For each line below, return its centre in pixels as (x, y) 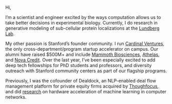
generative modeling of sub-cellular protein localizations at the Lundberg (82, 28)
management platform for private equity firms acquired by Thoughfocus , (82, 86)
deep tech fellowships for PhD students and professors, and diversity (79, 65)
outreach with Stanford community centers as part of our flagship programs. (86, 71)
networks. (16, 97)
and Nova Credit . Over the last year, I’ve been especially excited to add (80, 60)
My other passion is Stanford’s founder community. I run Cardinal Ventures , (85, 44)
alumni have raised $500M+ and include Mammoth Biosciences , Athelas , (83, 54)
